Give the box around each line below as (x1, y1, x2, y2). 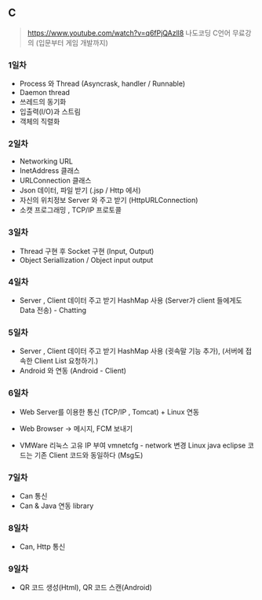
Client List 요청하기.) (34, 356, 99, 366)
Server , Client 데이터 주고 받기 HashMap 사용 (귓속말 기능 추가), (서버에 (19, 346, 244, 356)
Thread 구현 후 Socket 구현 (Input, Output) (19, 246, 155, 256)
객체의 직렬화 (19, 117, 60, 127)
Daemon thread (19, 88, 71, 98)
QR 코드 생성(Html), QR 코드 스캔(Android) (19, 583, 153, 592)
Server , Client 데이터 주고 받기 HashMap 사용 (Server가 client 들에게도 (19, 296, 242, 305)
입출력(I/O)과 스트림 (19, 107, 81, 116)
